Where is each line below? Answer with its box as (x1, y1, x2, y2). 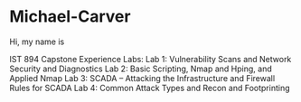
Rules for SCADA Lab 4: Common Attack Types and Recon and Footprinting (9, 82, 291, 93)
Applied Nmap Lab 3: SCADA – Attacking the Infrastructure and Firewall (9, 72, 276, 83)
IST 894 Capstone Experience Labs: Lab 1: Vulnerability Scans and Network (9, 53, 292, 64)
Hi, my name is (9, 36, 65, 47)
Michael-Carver (9, 6, 131, 27)
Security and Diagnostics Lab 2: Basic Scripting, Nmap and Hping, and (9, 63, 273, 74)
